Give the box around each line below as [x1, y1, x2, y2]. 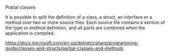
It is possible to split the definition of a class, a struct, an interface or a [5, 14, 152, 20]
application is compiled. [5, 30, 55, 36]
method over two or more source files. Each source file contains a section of [5, 20, 165, 25]
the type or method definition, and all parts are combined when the [5, 25, 146, 31]
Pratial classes [5, 5, 36, 10]
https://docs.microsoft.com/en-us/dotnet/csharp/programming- [5, 40, 139, 46]
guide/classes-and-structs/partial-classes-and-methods [5, 45, 124, 51]
